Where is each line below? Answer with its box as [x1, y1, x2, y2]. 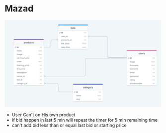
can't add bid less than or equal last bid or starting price [11, 122, 127, 128]
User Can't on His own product [11, 112, 76, 118]
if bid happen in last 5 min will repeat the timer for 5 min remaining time [11, 117, 158, 123]
